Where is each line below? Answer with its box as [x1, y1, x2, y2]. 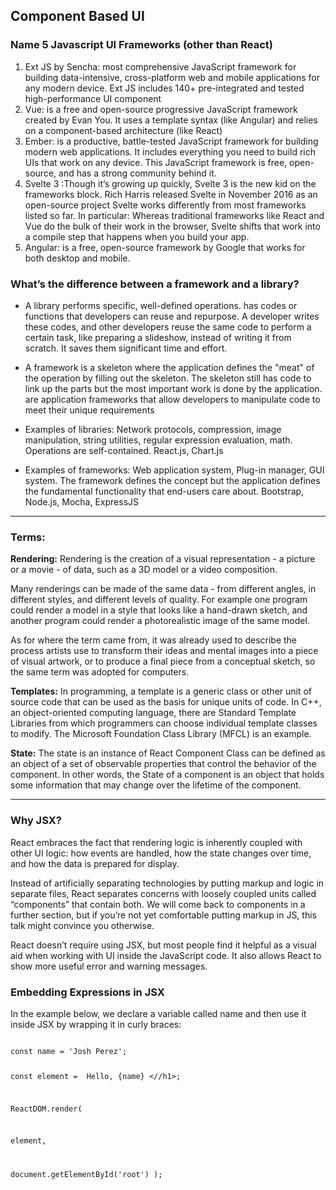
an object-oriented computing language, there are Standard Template [10, 707, 297, 719]
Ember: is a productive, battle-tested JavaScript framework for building [24, 135, 319, 147]
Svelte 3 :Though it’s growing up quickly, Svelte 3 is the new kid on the [24, 177, 317, 189]
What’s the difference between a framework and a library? [10, 277, 300, 291]
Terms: [10, 530, 46, 544]
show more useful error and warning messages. [10, 960, 208, 972]
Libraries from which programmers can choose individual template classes [10, 717, 318, 729]
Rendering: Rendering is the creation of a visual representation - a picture [10, 553, 316, 565]
